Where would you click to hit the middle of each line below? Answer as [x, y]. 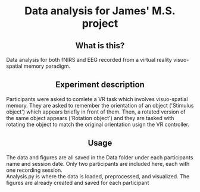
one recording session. [34, 170]
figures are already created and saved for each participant [78, 182]
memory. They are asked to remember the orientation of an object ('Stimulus [100, 105]
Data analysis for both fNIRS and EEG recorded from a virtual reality [89, 60]
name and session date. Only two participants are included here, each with [98, 163]
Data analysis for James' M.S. [100, 11]
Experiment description [100, 85]
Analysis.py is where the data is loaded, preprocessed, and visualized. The [98, 176]
